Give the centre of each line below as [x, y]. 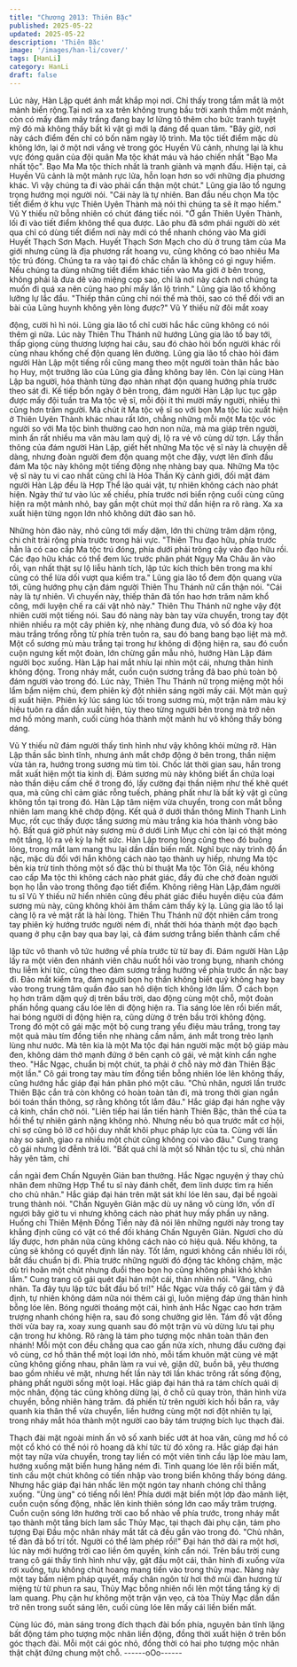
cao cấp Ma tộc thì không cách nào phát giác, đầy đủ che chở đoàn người [144, 877]
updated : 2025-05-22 [47, 34]
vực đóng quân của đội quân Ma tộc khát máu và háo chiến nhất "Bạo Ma [143, 157]
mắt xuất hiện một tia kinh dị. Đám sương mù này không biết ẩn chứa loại [142, 773]
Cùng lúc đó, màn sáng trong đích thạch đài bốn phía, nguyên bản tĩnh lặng [147, 1624]
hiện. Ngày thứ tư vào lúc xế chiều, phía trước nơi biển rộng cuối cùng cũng [147, 494]
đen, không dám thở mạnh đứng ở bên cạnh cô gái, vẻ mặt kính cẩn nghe [143, 1054]
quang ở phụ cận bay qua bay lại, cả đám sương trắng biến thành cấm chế [145, 934]
